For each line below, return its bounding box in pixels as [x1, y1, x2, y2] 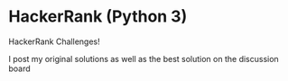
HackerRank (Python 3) [8, 6, 188, 27]
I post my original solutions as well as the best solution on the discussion [8, 53, 279, 64]
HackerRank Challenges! [8, 36, 100, 47]
